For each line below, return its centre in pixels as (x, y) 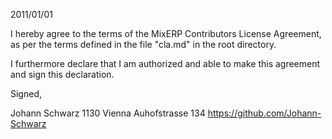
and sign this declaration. (62, 74)
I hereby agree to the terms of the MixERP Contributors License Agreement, (166, 33)
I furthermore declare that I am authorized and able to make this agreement (165, 63)
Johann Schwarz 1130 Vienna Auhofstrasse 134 (108, 113)
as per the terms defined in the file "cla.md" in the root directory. (143, 44)
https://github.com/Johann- (264, 113)
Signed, (26, 93)
